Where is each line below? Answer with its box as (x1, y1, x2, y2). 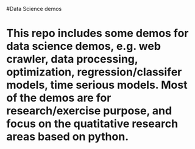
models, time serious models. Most (6, 78, 188, 92)
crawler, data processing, (6, 52, 138, 66)
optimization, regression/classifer (6, 65, 182, 79)
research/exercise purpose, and (6, 104, 172, 118)
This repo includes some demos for (6, 27, 189, 40)
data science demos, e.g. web (6, 40, 161, 54)
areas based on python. (6, 130, 129, 144)
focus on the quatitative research (6, 117, 179, 131)
